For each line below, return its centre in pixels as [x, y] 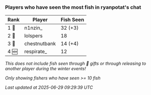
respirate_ [36, 51]
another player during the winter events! [46, 69]
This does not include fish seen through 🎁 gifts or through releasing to [76, 63]
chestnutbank [40, 44]
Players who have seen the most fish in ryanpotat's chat [73, 7]
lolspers [33, 36]
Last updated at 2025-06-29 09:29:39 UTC [49, 87]
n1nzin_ [33, 28]
